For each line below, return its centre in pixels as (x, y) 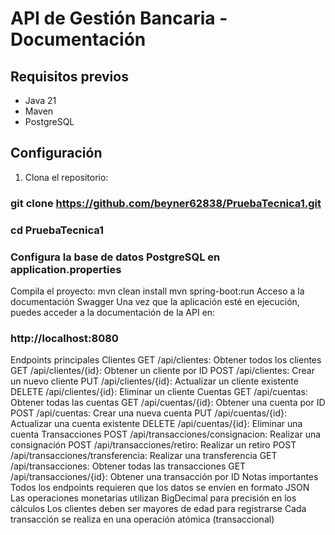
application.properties (66, 269)
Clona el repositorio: (66, 177)
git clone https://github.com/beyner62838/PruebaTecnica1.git (166, 203)
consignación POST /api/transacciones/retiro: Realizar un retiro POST (153, 445)
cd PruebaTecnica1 (57, 230)
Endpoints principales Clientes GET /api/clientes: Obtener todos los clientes (166, 360)
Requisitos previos (69, 76)
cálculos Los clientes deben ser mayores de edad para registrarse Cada (158, 509)
